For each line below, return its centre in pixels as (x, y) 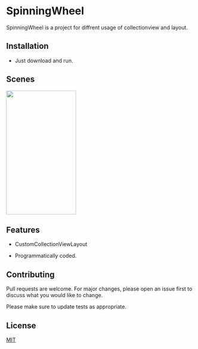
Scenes (20, 80)
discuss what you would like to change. (55, 295)
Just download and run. (44, 60)
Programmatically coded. (46, 256)
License (21, 325)
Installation (27, 46)
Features (23, 230)
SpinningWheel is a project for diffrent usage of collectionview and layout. (97, 27)
